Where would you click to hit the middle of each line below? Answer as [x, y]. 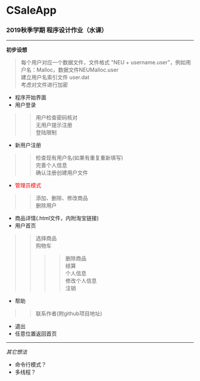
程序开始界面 [30, 97]
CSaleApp [31, 10]
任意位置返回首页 [36, 334]
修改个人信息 [81, 281]
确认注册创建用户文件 [62, 173]
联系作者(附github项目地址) [69, 314]
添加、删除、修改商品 [62, 198]
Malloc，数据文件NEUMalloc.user [78, 70]
